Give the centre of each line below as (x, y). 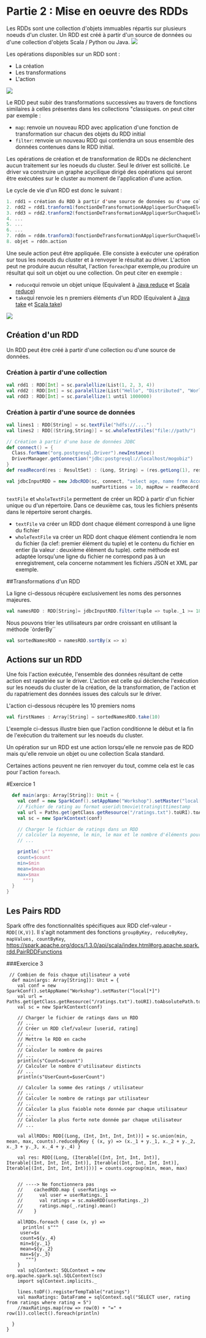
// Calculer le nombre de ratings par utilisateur (83, 1098)
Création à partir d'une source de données (71, 412)
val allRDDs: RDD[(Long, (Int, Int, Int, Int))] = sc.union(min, (103, 1136)
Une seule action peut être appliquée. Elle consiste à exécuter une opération (103, 253)
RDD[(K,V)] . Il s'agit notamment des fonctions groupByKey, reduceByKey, (97, 932)
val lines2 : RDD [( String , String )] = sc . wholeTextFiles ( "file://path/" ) (101, 430)
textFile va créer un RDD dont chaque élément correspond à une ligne (105, 524)
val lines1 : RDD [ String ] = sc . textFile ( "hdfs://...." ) (79, 425)
